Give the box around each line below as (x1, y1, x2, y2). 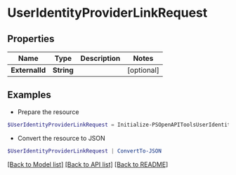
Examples (7, 89, 51, 101)
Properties (7, 33, 55, 45)
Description (80, 54, 121, 63)
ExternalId (11, 65, 46, 75)
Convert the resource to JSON (17, 134, 105, 142)
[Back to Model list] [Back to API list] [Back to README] (7, 160, 169, 169)
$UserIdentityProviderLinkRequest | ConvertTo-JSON (7, 147, 162, 155)
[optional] (127, 65, 159, 75)
